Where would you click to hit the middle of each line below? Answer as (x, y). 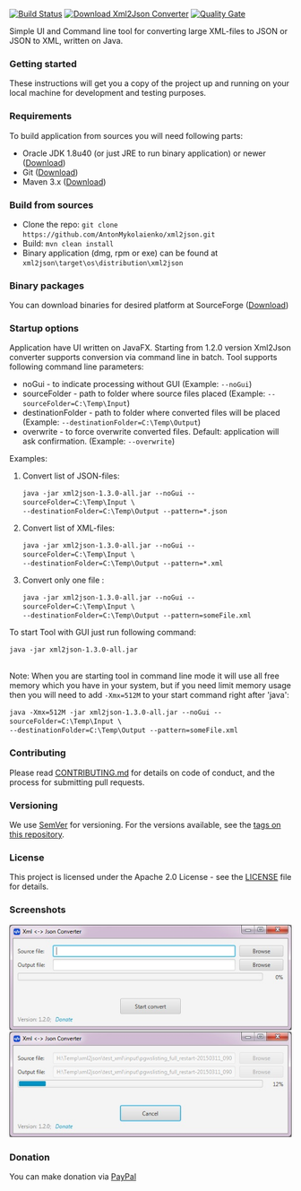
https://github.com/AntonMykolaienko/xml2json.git (119, 234)
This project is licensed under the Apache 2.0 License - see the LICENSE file (150, 877)
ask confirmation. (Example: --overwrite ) (99, 441)
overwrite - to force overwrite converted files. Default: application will (150, 432)
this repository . (37, 834)
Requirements (41, 117)
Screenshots (38, 910)
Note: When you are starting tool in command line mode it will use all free (144, 676)
